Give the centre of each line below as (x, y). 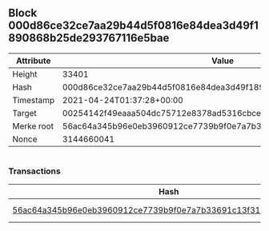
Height (25, 74)
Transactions (35, 171)
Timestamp (34, 100)
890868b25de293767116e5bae (89, 38)
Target (25, 113)
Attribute (33, 61)
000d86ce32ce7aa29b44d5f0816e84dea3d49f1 (133, 26)
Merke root (33, 125)
